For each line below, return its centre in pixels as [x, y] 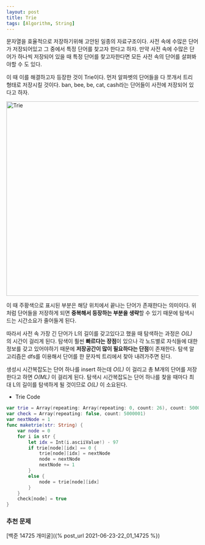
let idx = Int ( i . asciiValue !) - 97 [74, 442]
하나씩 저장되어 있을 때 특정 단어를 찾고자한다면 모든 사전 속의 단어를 [99, 57]
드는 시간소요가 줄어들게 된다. [41, 320]
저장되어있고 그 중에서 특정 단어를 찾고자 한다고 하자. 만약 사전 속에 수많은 [100, 49]
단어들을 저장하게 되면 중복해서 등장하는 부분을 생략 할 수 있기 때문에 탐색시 [106, 313]
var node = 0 [34, 431]
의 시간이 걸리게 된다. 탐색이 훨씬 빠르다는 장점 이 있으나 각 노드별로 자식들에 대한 [102, 341]
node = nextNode [59, 459]
